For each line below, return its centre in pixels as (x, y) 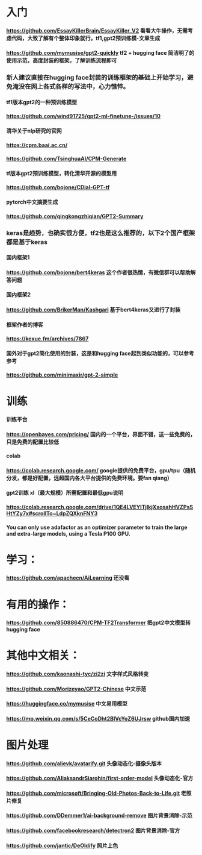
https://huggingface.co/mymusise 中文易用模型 (67, 704)
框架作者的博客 (25, 324)
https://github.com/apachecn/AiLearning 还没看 (68, 578)
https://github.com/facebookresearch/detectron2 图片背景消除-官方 (93, 830)
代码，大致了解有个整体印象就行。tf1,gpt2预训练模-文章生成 (86, 38)
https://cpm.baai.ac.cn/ (37, 145)
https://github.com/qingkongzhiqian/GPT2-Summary (75, 216)
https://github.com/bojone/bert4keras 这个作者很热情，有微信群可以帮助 (98, 272)
